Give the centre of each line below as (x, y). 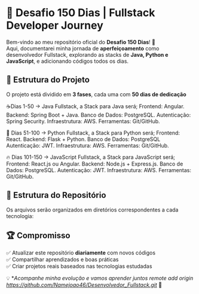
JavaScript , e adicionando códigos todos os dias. (68, 61)
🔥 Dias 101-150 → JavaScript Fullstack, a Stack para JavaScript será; (91, 157)
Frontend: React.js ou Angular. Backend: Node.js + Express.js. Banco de (95, 164)
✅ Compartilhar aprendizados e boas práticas (62, 259)
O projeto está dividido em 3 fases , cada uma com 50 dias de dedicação (96, 94)
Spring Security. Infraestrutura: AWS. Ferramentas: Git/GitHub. (83, 121)
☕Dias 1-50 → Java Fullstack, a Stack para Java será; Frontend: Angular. (95, 106)
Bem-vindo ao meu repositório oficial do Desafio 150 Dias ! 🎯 (81, 42)
